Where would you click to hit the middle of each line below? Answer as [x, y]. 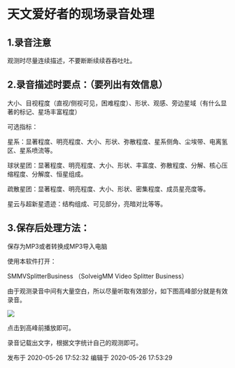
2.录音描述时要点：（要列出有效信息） [87, 85]
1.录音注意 [29, 42]
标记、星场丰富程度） [50, 111]
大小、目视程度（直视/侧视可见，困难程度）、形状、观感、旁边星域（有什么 [114, 103]
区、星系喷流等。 [32, 150]
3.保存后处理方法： [49, 228]
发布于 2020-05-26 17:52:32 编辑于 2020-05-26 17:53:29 [90, 357]
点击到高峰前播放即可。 [41, 327]
